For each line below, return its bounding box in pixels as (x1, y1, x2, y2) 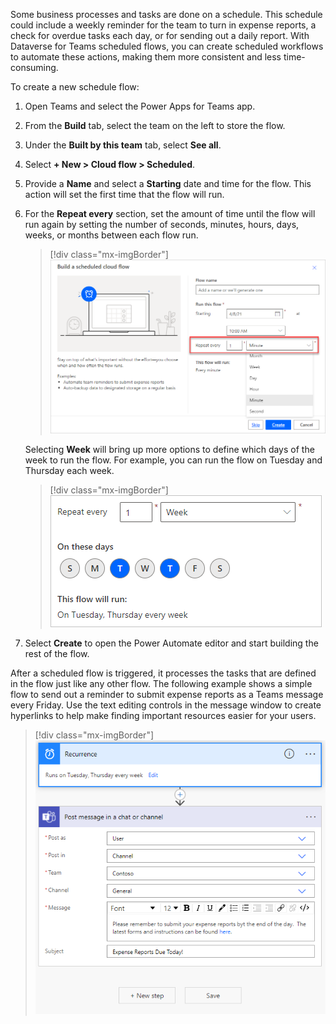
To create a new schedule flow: (10, 81, 140, 93)
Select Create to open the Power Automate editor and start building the (24, 637, 319, 649)
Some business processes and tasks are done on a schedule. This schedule (10, 9, 323, 20)
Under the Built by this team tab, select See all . (24, 139, 222, 151)
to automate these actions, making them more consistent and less (10, 51, 282, 63)
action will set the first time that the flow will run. (24, 189, 225, 200)
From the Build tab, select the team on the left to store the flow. (24, 120, 286, 131)
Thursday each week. (24, 465, 115, 477)
